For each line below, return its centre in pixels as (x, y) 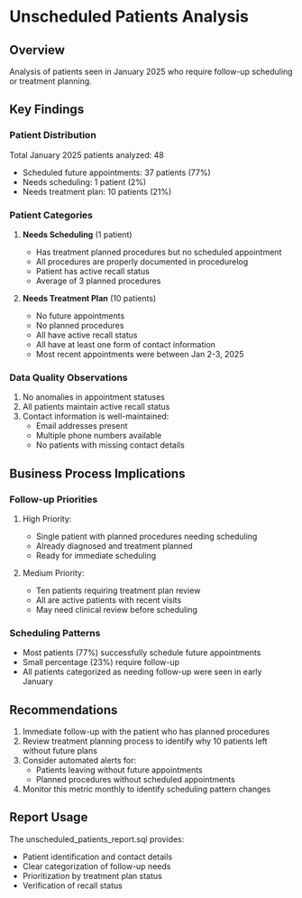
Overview (37, 50)
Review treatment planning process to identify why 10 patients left (145, 741)
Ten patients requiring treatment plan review (118, 590)
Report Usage (49, 817)
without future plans (59, 751)
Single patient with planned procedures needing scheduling (146, 536)
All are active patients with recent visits (109, 600)
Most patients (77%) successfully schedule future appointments (142, 653)
